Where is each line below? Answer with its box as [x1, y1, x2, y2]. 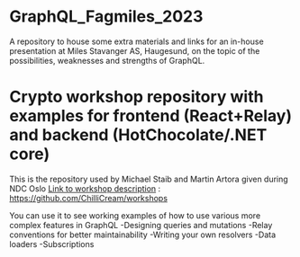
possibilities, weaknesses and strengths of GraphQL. [9, 55, 205, 66]
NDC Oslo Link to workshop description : [9, 182, 161, 194]
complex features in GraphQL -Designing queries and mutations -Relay [9, 219, 273, 230]
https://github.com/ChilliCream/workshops [9, 192, 168, 203]
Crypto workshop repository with [9, 87, 264, 107]
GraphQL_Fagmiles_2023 [9, 6, 204, 27]
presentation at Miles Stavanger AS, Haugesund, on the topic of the [9, 45, 260, 56]
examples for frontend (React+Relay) [9, 106, 293, 127]
